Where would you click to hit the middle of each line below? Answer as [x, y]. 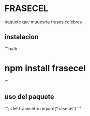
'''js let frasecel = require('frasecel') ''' [43, 108]
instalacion [22, 37]
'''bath [11, 48]
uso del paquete [29, 97]
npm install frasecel [45, 68]
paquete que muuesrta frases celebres [43, 22]
